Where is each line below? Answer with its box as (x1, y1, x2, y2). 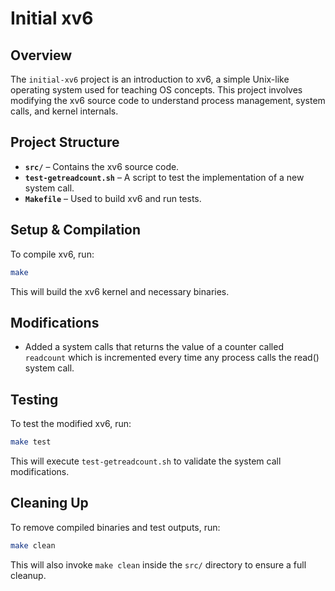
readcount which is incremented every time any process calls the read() (24, 352, 320, 364)
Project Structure (10, 134, 120, 151)
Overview (10, 47, 73, 64)
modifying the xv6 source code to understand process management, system (10, 95, 326, 106)
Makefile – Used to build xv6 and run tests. (24, 192, 202, 204)
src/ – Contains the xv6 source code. (24, 160, 180, 172)
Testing (10, 391, 59, 408)
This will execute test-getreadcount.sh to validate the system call (10, 455, 282, 467)
